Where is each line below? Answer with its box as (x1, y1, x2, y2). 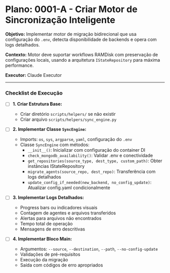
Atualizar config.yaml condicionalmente (27, 185, 110, 191)
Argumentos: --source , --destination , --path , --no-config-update (20, 246, 158, 252)
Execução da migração (20, 257, 68, 263)
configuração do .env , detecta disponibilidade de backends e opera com (5, 36, 157, 42)
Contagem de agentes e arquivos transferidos (20, 210, 116, 216)
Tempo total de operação (20, 221, 73, 227)
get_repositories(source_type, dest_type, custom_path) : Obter (27, 158, 162, 164)
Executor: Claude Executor (5, 72, 62, 78)
